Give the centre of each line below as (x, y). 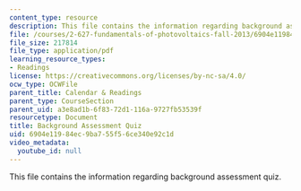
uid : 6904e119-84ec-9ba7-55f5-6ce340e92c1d (92, 135)
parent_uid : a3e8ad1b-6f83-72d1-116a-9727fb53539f (106, 109)
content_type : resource (54, 17)
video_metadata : (39, 143)
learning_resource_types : (57, 59)
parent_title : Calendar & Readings (76, 92)
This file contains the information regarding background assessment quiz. (146, 177)
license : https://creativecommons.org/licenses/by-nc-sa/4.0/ (128, 76)
